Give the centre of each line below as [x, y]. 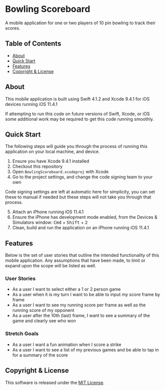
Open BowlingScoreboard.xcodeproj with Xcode [60, 172]
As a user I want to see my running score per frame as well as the [79, 305]
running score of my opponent [43, 310]
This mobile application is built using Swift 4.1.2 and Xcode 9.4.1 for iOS [77, 99]
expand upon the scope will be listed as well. [51, 266]
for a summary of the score [40, 355]
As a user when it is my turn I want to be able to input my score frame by [86, 294]
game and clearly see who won [44, 321]
